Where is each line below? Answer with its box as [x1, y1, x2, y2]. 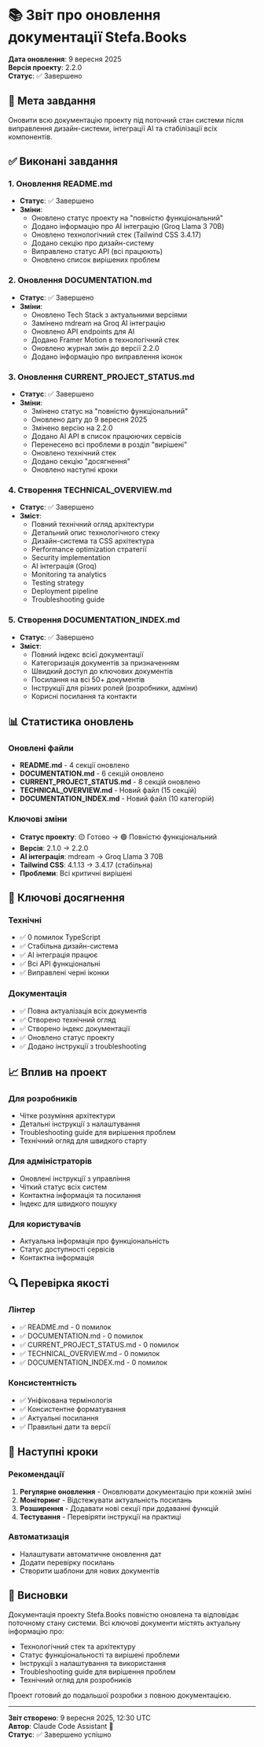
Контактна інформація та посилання [19, 1190, 141, 1200]
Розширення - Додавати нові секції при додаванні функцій [19, 1503, 218, 1513]
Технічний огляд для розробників [19, 1675, 132, 1684]
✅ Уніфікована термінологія [19, 1395, 112, 1405]
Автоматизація [8, 1531, 69, 1542]
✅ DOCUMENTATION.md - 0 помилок [19, 1331, 144, 1340]
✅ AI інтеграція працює [19, 950, 98, 960]
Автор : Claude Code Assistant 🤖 [8, 1721, 114, 1730]
